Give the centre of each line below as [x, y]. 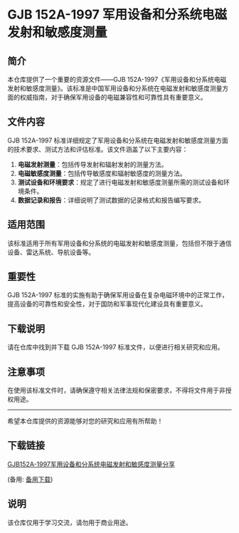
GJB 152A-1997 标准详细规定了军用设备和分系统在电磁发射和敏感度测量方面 [118, 140]
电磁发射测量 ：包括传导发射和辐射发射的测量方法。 [92, 164]
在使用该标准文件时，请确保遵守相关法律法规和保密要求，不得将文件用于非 [116, 390]
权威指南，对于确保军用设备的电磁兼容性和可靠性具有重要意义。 [113, 97]
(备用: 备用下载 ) [30, 479]
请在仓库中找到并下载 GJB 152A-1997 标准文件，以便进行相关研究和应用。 [116, 347]
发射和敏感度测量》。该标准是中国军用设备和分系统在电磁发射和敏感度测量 [115, 88]
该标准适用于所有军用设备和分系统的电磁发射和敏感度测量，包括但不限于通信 [119, 243]
